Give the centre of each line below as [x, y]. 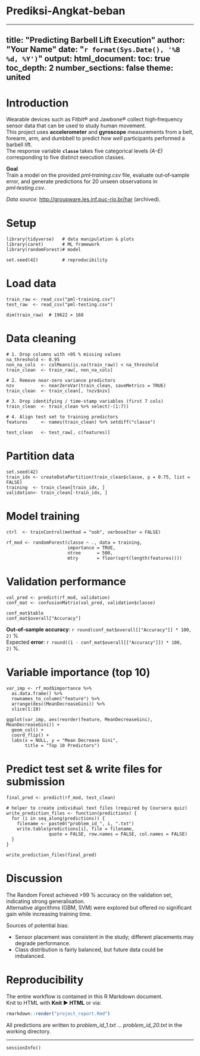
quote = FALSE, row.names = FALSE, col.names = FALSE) [118, 834]
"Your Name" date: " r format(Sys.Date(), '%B [93, 50]
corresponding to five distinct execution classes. [66, 157]
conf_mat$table [25, 613]
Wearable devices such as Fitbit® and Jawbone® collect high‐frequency [94, 120]
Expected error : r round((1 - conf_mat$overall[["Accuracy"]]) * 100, [94, 642]
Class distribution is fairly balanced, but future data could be [89, 950]
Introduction [37, 103]
